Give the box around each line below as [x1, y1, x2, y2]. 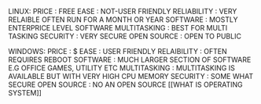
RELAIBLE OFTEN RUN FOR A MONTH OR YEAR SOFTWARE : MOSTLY [8, 15, 238, 24]
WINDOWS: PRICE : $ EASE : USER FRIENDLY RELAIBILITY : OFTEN [8, 47, 228, 56]
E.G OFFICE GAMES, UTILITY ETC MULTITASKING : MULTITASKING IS [8, 63, 236, 73]
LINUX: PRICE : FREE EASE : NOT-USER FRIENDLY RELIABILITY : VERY [8, 7, 237, 16]
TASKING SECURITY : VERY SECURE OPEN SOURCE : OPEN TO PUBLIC [8, 31, 242, 41]
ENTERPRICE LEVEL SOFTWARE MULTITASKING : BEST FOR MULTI [8, 23, 228, 32]
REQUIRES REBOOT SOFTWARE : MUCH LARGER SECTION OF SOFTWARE [8, 55, 252, 64]
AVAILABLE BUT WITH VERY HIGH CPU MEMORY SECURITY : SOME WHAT [8, 72, 254, 81]
